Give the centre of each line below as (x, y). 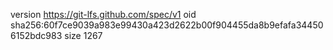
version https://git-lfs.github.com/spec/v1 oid (103, 14)
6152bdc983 (36, 35)
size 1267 (83, 35)
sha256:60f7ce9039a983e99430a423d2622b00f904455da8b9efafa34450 (167, 25)
